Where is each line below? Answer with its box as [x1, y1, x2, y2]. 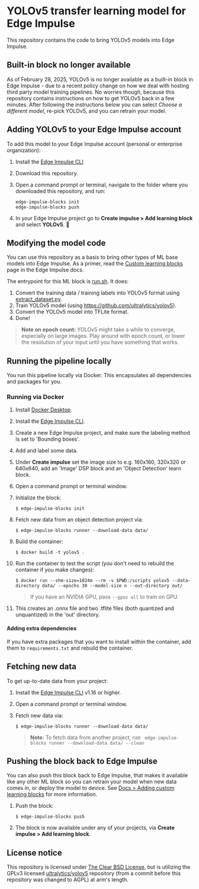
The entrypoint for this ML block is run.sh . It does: [7, 278, 129, 285]
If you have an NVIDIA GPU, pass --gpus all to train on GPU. [30, 593, 179, 600]
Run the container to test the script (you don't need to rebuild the [15, 560, 174, 567]
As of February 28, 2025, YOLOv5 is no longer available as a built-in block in [7, 75, 193, 83]
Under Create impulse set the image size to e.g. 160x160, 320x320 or [15, 458, 186, 466]
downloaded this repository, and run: [15, 187, 105, 194]
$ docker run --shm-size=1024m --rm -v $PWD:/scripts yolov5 [15, 578, 170, 584]
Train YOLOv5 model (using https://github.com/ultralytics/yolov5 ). [15, 302, 176, 309]
